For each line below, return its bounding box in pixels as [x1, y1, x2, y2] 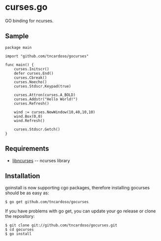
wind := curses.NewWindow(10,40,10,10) [14, 110, 96, 115]
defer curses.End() [14, 71, 54, 76]
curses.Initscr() [14, 66, 50, 71]
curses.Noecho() [14, 79, 48, 85]
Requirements [5, 145, 49, 153]
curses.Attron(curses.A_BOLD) [14, 92, 76, 97]
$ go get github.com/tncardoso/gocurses [5, 200, 89, 205]
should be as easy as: [5, 190, 49, 196]
